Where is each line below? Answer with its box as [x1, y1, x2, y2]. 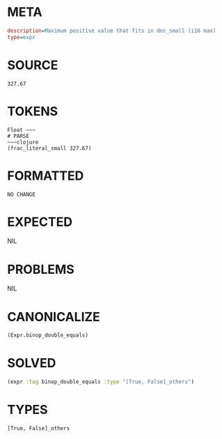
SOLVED [7, 355, 56, 371]
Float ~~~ [7, 126, 36, 133]
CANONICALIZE [7, 309, 101, 325]
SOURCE [7, 57, 58, 73]
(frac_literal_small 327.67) [7, 144, 92, 152]
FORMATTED [7, 168, 84, 183]
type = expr [7, 33, 36, 40]
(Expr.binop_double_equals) [7, 332, 89, 339]
